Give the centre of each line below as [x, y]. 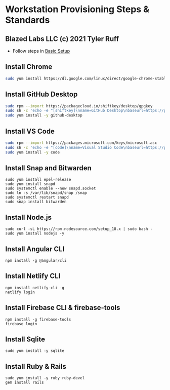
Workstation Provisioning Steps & [77, 9]
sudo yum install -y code [32, 152]
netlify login [20, 292]
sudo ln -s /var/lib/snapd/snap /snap [46, 193]
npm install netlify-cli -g [35, 288]
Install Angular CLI [35, 249]
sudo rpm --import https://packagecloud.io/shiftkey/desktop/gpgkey [79, 106]
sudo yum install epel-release [38, 180]
